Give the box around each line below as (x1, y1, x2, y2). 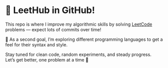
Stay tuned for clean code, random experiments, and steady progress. (5, 51, 152, 57)
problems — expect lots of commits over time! (5, 26, 102, 32)
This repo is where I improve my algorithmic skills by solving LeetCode (5, 21, 153, 27)
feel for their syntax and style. (5, 41, 68, 47)
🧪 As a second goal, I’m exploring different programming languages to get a (5, 36, 163, 42)
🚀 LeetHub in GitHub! (5, 5, 95, 16)
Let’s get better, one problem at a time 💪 (5, 56, 89, 62)
